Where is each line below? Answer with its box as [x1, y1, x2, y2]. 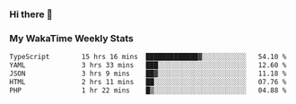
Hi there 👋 [9, 8, 54, 21]
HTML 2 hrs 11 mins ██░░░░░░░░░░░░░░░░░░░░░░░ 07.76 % [9, 77, 287, 86]
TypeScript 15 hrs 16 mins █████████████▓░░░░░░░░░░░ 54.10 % [9, 53, 287, 62]
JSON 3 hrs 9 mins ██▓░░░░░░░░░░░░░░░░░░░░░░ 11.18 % [9, 69, 287, 78]
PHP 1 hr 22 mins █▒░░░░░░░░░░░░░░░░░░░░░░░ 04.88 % [9, 85, 287, 95]
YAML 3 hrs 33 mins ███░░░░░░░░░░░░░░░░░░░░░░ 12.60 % [9, 61, 287, 70]
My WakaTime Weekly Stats [9, 31, 135, 44]
